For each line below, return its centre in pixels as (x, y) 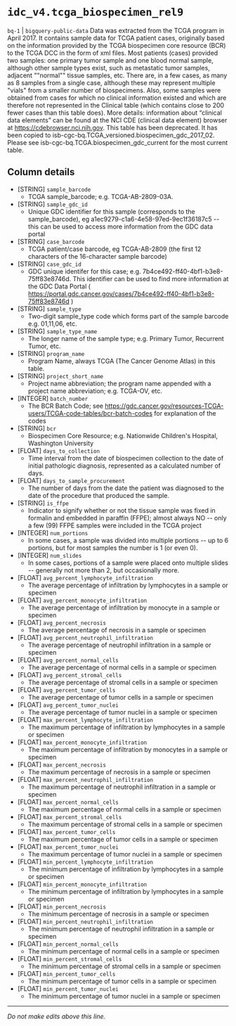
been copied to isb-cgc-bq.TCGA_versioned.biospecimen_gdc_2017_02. (111, 135)
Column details (41, 172)
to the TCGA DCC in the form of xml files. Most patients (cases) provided (113, 53)
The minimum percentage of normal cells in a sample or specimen (124, 951)
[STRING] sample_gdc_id (52, 204)
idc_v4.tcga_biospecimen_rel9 (96, 12)
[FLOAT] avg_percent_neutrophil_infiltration (85, 637)
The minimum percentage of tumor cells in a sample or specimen (122, 981)
